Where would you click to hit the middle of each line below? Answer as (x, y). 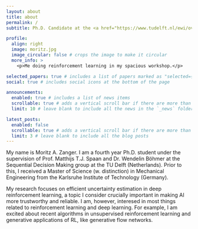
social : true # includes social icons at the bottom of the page (88, 82)
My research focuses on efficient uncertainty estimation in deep (84, 189)
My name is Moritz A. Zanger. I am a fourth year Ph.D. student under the (93, 153)
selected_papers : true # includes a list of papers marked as (84, 76)
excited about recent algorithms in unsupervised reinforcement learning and (98, 214)
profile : (17, 39)
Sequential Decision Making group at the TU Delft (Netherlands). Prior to (94, 165)
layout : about (24, 11)
